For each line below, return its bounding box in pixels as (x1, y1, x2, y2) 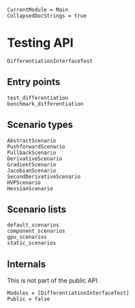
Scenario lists (7, 203, 67, 215)
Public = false (7, 296, 50, 303)
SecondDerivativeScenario (7, 173, 80, 180)
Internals (7, 258, 46, 270)
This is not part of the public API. (7, 277, 100, 285)
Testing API (7, 35, 74, 51)
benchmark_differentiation (7, 100, 84, 107)
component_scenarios (7, 228, 66, 235)
